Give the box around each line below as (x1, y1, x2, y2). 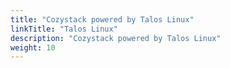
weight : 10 (10, 42, 56, 53)
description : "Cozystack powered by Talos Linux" (10, 33, 222, 43)
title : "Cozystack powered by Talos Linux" (10, 14, 195, 25)
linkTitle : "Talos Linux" (10, 24, 118, 34)
